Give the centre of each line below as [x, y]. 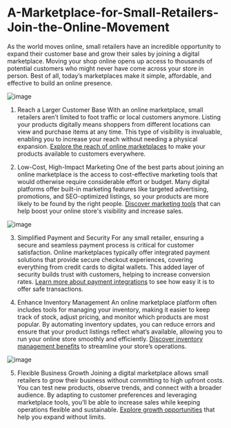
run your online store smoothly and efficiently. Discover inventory [110, 338]
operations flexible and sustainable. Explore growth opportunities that [116, 409]
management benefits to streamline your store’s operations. [102, 346]
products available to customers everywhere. [81, 154]
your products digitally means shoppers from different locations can [114, 124]
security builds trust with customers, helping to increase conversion [113, 274]
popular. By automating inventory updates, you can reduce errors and [116, 324]
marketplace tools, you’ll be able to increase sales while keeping [109, 402]
